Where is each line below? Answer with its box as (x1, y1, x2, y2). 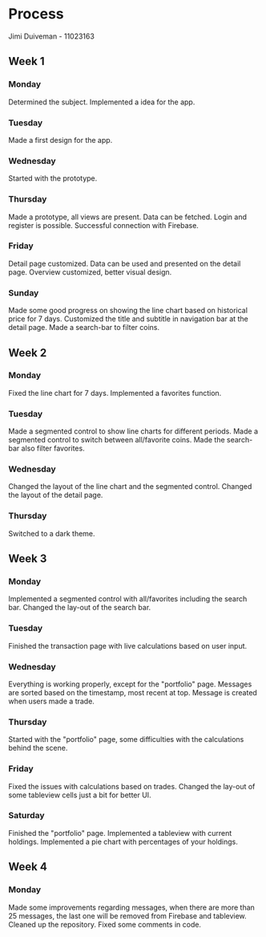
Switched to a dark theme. (8, 528, 95, 538)
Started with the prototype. (8, 173, 98, 183)
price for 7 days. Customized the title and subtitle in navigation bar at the (8, 314, 248, 324)
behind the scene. (8, 743, 68, 753)
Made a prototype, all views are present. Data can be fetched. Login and (8, 212, 247, 222)
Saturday (8, 810, 46, 821)
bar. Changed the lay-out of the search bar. (8, 603, 151, 613)
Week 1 (8, 55, 45, 68)
